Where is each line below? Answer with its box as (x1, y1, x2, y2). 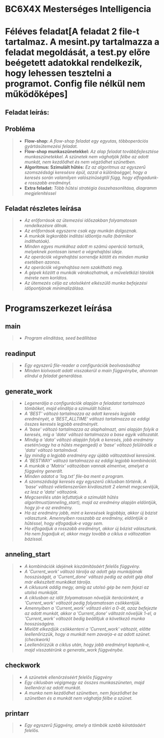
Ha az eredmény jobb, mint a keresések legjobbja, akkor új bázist (24, 510, 158, 516)
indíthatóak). (24, 238, 51, 244)
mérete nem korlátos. (24, 275, 68, 281)
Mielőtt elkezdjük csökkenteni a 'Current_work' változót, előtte (24, 626, 151, 632)
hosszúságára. (24, 620, 55, 626)
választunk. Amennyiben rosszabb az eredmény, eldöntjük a (24, 515, 147, 521)
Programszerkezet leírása (5, 302, 112, 314)
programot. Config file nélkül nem (5, 78, 146, 89)
